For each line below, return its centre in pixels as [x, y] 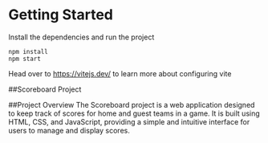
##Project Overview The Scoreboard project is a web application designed [132, 104]
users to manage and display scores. [69, 130]
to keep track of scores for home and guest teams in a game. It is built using [134, 113]
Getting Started [61, 15]
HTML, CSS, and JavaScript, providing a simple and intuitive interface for [129, 121]
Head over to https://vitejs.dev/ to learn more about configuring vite [120, 73]
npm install [28, 51]
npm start [25, 59]
